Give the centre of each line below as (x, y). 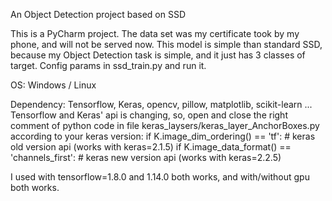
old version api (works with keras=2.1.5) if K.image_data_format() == (151, 147)
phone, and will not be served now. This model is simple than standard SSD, (166, 44)
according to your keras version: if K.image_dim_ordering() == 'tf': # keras (163, 136)
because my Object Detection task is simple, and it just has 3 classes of (158, 55)
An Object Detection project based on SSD (98, 14)
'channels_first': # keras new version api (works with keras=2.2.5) (146, 157)
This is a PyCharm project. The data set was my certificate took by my (155, 33)
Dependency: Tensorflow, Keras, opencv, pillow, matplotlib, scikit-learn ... (161, 104)
